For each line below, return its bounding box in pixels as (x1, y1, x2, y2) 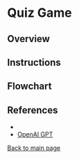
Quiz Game (7, 5, 72, 21)
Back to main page (7, 144, 61, 152)
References (7, 104, 58, 116)
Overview (7, 33, 51, 45)
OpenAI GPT (17, 130, 53, 139)
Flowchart (7, 81, 52, 92)
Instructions (7, 56, 61, 68)
